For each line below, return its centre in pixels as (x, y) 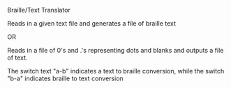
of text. (17, 58)
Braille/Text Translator (39, 10)
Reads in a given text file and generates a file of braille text (92, 23)
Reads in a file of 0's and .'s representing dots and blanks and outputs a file (115, 50)
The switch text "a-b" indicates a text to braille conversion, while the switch (116, 71)
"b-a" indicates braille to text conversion (65, 78)
